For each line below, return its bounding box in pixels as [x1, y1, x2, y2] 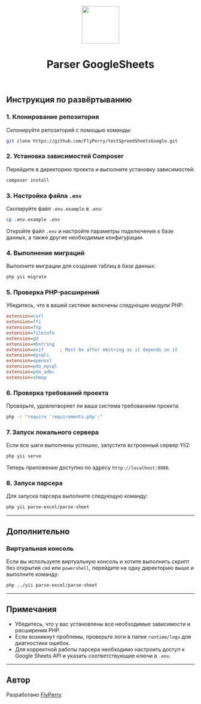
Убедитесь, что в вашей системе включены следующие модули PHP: [6, 302, 184, 309]
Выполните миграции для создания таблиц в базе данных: [6, 262, 156, 269]
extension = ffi [6, 319, 42, 325]
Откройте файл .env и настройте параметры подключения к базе [6, 227, 173, 235]
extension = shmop [6, 374, 47, 380]
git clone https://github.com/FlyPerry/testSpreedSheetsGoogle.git [6, 138, 178, 144]
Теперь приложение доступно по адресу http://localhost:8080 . [6, 464, 170, 471]
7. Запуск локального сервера [6, 428, 99, 436]
